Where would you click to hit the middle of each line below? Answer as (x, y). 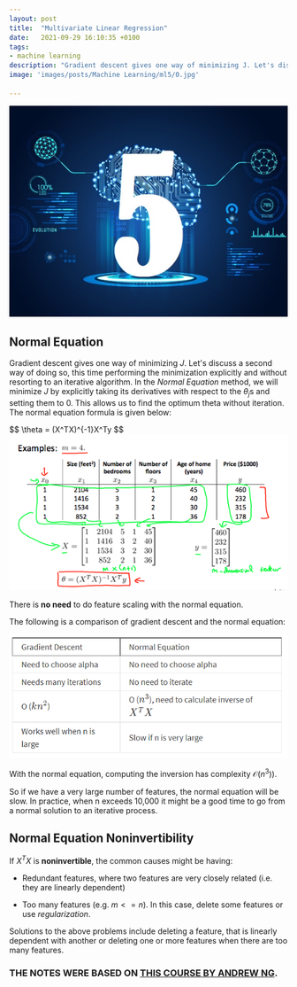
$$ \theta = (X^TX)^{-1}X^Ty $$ (67, 430)
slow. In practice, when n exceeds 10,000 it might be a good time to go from (147, 801)
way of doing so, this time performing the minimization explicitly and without (148, 373)
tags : (19, 47)
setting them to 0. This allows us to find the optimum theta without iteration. (147, 403)
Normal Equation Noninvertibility (102, 839)
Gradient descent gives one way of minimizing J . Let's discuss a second (141, 363)
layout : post (33, 19)
